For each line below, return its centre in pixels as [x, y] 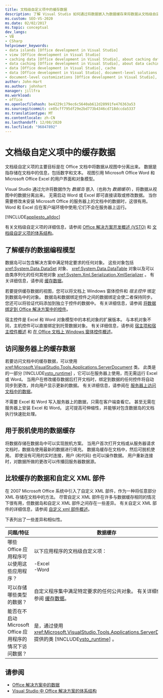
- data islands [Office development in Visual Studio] [62, 50]
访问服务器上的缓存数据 [40, 348]
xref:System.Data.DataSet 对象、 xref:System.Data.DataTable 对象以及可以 [80, 269]
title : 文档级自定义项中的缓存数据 [36, 9]
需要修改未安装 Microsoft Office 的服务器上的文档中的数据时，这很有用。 [78, 201]
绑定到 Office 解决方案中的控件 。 [38, 309]
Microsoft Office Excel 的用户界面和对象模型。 [51, 179]
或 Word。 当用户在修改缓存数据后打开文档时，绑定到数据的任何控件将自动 [80, 379]
